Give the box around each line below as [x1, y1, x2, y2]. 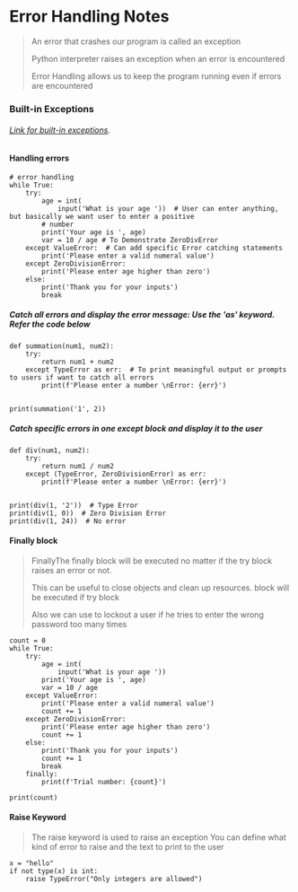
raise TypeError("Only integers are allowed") [25, 875, 203, 884]
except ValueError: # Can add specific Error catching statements [25, 243, 283, 252]
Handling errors [9, 153, 70, 163]
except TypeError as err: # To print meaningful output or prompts [25, 365, 287, 374]
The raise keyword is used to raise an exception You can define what [31, 832, 286, 843]
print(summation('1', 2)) [9, 404, 106, 414]
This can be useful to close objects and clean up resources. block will [31, 582, 290, 593]
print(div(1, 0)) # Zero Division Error [9, 509, 167, 518]
